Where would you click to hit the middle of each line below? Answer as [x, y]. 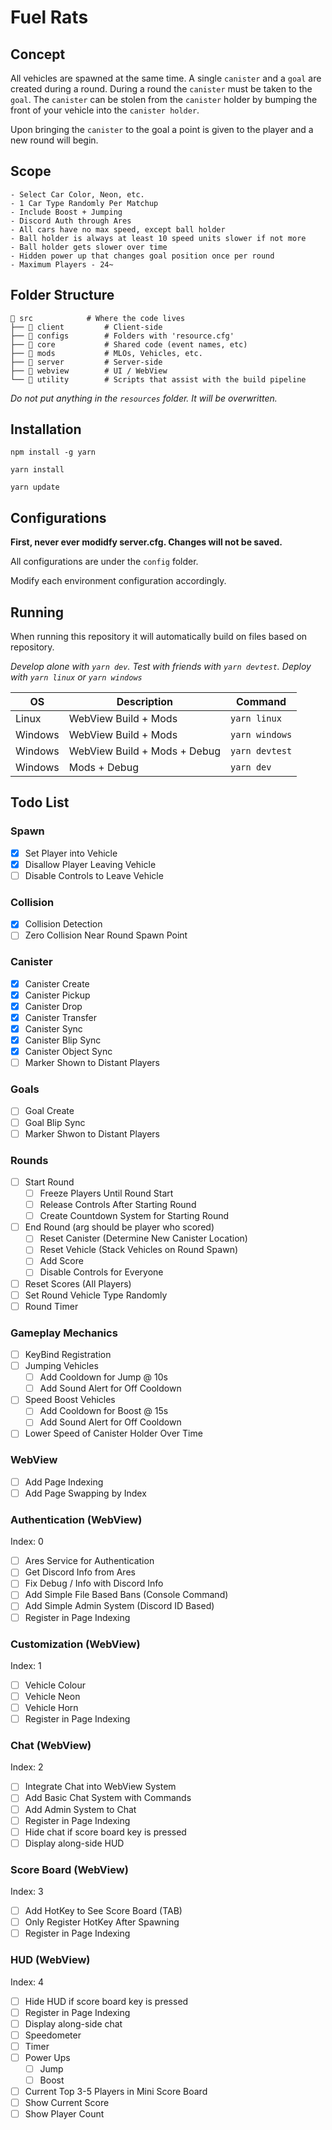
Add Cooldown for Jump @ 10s [103, 1377]
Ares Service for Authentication [89, 1561]
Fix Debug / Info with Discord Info [94, 1583]
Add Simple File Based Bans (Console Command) [126, 1595]
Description [145, 702]
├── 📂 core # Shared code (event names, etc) [129, 344]
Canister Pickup [57, 995]
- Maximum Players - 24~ [62, 264]
